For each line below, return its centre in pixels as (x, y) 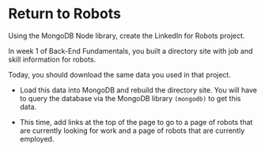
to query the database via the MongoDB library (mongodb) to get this (130, 98)
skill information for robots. (52, 59)
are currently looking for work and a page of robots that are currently (132, 130)
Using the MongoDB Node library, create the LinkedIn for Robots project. (127, 36)
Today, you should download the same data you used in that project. (119, 74)
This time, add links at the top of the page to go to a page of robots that (136, 122)
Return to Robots (64, 14)
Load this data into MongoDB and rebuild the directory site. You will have (138, 90)
